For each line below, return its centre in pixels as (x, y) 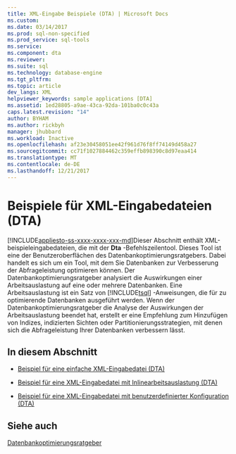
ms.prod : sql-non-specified (49, 33)
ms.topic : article (34, 86)
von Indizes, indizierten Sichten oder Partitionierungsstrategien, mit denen (115, 322)
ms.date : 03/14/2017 (38, 27)
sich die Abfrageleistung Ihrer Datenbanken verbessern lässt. (96, 330)
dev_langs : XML (30, 92)
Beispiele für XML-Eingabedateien (110, 206)
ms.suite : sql (28, 66)
